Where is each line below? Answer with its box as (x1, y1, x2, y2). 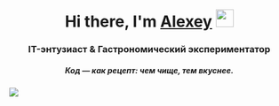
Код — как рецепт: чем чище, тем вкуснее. (65, 64, 234, 75)
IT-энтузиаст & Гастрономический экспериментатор (28, 43, 271, 56)
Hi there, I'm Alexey (65, 11, 213, 32)
